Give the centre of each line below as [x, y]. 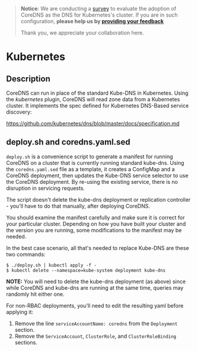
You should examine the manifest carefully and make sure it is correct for [96, 217]
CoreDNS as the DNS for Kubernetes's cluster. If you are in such [99, 15]
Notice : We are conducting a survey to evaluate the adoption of [99, 9]
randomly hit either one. [35, 294]
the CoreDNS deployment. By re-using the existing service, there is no [92, 181]
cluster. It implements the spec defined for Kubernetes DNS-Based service [97, 106]
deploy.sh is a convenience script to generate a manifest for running [90, 156]
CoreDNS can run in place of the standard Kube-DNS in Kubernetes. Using [97, 93]
